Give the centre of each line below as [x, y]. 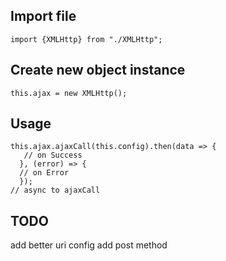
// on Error [44, 173]
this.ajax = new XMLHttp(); [69, 93]
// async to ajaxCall [55, 190]
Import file [43, 16]
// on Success [53, 155]
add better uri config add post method [89, 245]
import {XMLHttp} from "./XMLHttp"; [86, 39]
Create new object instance [98, 70]
